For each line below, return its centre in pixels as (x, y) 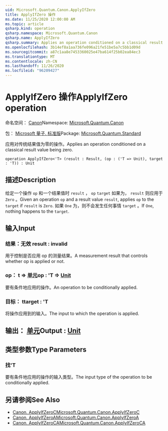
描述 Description (31, 180)
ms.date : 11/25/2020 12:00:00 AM (40, 19)
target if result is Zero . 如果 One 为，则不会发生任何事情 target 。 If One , (80, 205)
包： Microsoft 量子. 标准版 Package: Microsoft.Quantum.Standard (73, 133)
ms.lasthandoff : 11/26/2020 (35, 66)
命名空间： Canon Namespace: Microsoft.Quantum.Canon (65, 122)
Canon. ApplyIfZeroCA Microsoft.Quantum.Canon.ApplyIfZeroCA (79, 422)
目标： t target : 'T (27, 301)
